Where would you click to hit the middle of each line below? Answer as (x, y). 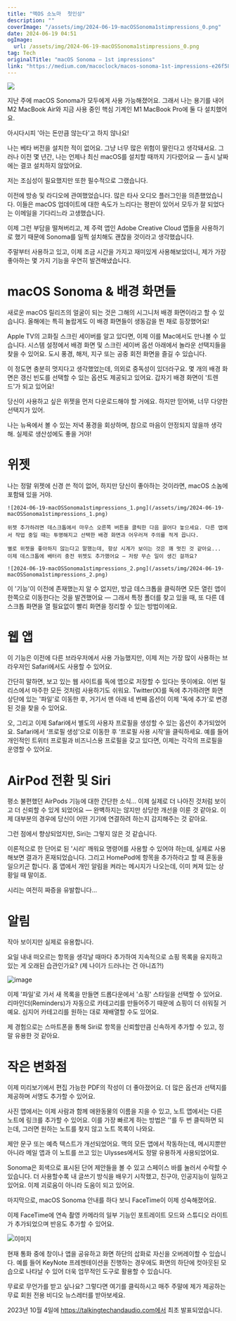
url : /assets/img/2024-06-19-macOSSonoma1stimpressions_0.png (106, 46)
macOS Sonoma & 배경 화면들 (92, 291)
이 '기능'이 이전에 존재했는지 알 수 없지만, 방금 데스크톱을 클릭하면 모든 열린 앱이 (117, 588)
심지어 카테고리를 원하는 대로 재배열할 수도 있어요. (91, 1012)
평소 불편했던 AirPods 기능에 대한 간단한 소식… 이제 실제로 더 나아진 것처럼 (110, 801)
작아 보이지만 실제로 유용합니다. (51, 942)
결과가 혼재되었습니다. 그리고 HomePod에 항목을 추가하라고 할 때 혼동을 (124, 858)
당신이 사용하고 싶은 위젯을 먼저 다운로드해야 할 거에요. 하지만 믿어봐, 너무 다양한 (118, 401)
